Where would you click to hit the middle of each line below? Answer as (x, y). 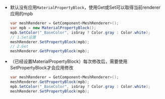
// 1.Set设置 (23, 37)
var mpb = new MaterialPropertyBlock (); (53, 28)
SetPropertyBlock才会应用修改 (42, 68)
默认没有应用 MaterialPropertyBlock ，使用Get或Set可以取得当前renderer (85, 7)
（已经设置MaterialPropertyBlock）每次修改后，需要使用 (69, 61)
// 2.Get (19, 47)
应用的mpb (21, 14)
